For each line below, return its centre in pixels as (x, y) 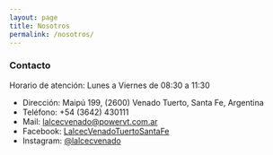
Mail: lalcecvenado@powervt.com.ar (90, 121)
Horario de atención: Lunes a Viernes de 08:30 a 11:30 (110, 85)
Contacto (30, 65)
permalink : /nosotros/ (52, 34)
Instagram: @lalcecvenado (71, 141)
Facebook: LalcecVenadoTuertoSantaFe (96, 131)
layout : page (34, 17)
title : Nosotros (40, 26)
